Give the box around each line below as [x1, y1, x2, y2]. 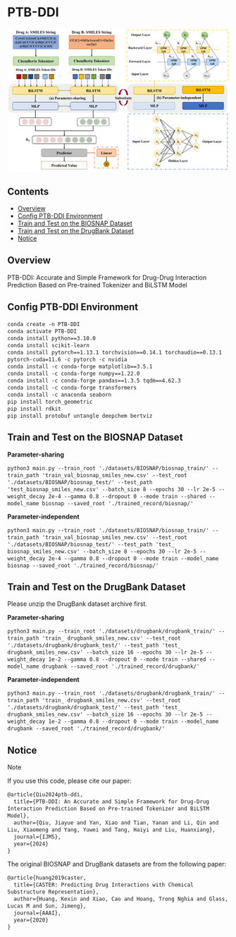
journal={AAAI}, [13, 910, 61, 917]
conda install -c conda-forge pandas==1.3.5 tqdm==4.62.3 [7, 377, 181, 384]
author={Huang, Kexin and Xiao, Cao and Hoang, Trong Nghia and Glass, [13, 895, 229, 902]
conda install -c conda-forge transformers [7, 384, 137, 391]
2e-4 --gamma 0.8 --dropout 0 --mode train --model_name [48, 554, 219, 562]
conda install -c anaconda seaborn [7, 391, 112, 398]
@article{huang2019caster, [7, 874, 87, 881]
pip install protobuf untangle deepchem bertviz [7, 412, 153, 419]
